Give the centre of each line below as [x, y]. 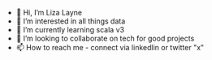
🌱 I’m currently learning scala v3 [70, 30]
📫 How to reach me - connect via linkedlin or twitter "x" [110, 47]
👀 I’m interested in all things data [71, 21]
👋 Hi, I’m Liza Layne [49, 13]
